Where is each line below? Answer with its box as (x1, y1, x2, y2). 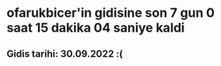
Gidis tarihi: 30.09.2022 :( (6, 48, 123, 60)
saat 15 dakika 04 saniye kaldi (6, 20, 185, 36)
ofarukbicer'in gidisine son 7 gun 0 (6, 5, 215, 21)
